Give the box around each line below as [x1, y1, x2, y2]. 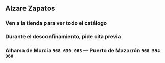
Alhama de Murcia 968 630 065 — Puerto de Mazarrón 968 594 [5, 47, 160, 54]
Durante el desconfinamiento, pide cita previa [5, 33, 121, 40]
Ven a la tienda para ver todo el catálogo [5, 19, 107, 27]
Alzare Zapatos [5, 4, 55, 13]
